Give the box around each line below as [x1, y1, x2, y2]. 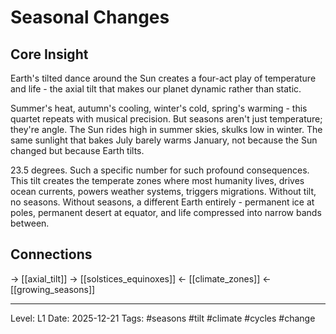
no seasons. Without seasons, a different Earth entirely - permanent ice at [10, 196, 315, 208]
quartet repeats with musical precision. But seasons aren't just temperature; [10, 113, 323, 125]
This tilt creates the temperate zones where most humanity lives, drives [10, 175, 305, 186]
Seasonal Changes [10, 6, 170, 29]
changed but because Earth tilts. [10, 145, 145, 156]
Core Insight [10, 46, 89, 63]
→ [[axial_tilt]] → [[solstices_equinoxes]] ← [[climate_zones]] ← [10, 272, 272, 285]
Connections [10, 246, 93, 263]
